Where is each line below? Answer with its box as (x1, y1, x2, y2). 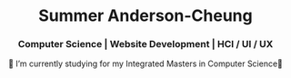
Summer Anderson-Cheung (37, 5, 254, 26)
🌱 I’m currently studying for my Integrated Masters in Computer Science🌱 (7, 58, 284, 69)
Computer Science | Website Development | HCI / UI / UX (17, 38, 274, 51)
